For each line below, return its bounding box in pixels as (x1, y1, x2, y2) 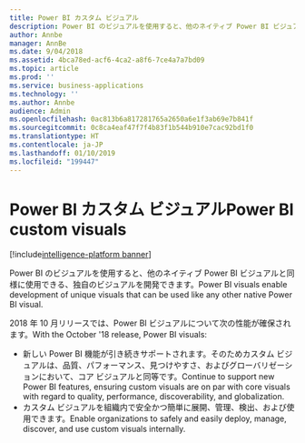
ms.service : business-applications (9, 81, 144, 90)
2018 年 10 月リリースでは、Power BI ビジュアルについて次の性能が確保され (9, 317, 291, 328)
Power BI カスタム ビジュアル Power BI (9, 199, 294, 219)
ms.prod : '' (9, 73, 54, 82)
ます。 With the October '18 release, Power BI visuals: (9, 329, 207, 340)
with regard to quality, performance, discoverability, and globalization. (22, 391, 285, 402)
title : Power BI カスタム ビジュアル (9, 13, 139, 23)
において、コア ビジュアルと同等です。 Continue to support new (38, 371, 275, 382)
